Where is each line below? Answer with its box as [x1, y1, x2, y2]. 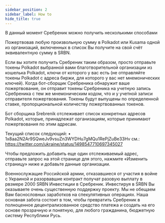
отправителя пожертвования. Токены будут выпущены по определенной [5, 96, 159, 102]
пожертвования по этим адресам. [5, 121, 77, 127]
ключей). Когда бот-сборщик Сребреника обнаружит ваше [5, 80, 130, 86]
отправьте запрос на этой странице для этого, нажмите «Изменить [5, 156, 148, 162]
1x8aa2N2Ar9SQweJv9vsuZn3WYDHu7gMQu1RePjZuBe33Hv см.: [5, 136, 140, 142]
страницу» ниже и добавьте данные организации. [5, 161, 111, 167]
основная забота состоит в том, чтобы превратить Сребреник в [5, 197, 140, 203]
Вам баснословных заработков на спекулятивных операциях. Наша [5, 191, 149, 197]
